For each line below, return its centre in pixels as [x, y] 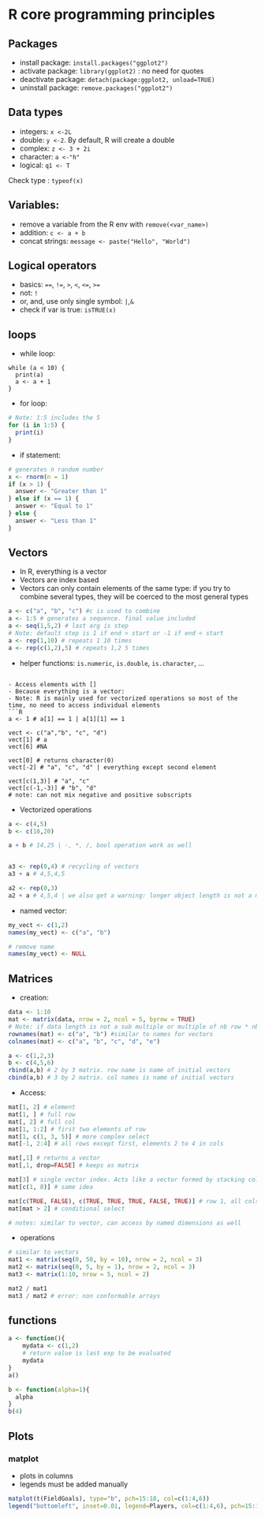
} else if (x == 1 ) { [44, 499]
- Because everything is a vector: [67, 691]
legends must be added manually [74, 1484]
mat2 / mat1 [28, 1288]
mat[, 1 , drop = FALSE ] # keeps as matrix [74, 1165]
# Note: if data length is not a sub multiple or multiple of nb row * [128, 1026]
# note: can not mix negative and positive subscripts [100, 795]
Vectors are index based [59, 580]
